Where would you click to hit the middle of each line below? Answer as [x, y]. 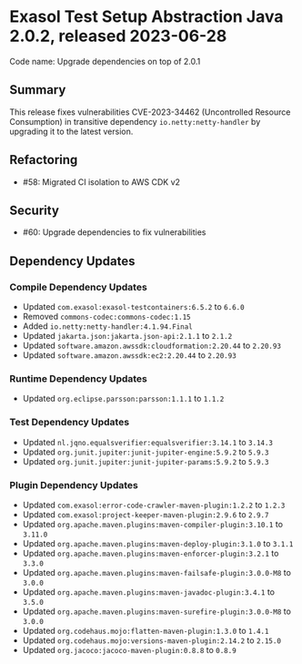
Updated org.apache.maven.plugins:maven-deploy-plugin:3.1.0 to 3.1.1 [158, 543]
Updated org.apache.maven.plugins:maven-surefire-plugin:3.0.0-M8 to [156, 611]
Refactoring [44, 160]
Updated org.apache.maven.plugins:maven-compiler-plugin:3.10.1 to [153, 524]
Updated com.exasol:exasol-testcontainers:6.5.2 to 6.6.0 [133, 307]
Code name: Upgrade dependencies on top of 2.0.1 [105, 61]
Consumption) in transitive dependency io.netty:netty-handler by [135, 121]
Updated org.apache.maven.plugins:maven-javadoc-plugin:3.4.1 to [149, 592]
